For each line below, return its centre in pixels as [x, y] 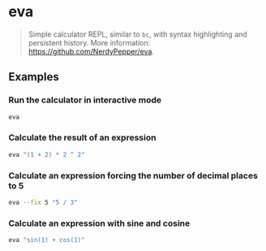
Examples [34, 77]
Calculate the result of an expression [82, 138]
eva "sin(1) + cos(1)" [47, 240]
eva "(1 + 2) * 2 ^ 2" [47, 154]
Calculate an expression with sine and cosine [99, 223]
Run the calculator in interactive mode [85, 100]
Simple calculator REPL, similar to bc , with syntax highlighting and [137, 34]
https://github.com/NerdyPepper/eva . [91, 51]
